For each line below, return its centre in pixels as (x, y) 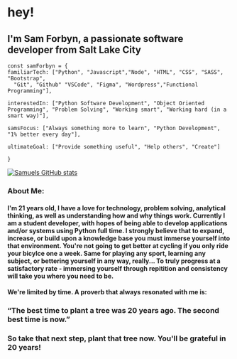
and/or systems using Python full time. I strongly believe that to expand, (116, 230)
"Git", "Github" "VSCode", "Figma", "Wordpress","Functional (106, 85)
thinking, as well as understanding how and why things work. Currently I (116, 215)
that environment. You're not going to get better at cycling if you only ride (118, 245)
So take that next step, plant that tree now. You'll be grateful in (117, 338)
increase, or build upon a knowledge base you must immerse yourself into (119, 238)
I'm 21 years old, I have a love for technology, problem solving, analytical (116, 208)
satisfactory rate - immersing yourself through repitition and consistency (118, 268)
